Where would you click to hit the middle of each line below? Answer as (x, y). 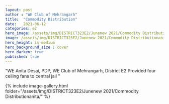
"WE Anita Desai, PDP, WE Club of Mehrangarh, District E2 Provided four (80, 71)
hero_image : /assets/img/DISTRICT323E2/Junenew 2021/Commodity (73, 33)
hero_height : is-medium (30, 43)
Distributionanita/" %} (28, 96)
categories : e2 (21, 29)
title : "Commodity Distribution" (41, 19)
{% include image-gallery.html (37, 86)
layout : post (19, 10)
